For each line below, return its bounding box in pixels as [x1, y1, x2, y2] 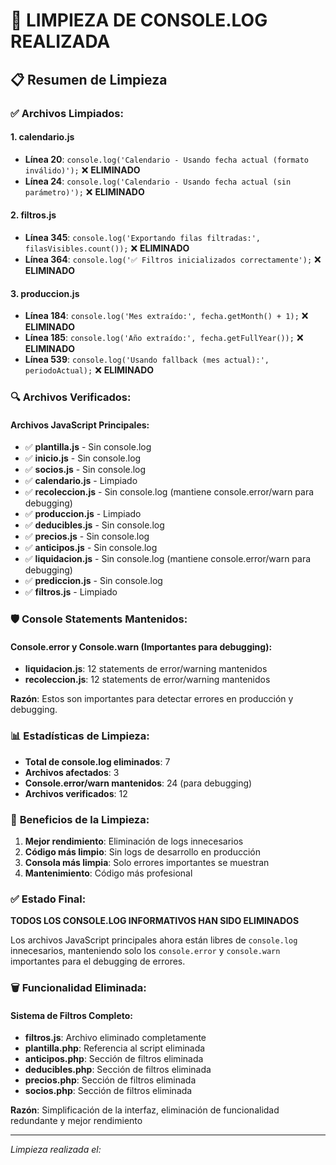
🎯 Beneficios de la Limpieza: [10, 812, 150, 826]
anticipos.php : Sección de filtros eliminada [24, 1053, 204, 1065]
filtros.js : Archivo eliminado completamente [24, 1032, 207, 1044]
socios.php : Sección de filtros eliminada [24, 1085, 193, 1097]
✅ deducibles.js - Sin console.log [24, 519, 165, 531]
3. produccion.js [10, 287, 80, 299]
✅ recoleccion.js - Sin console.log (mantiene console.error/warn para [24, 486, 315, 498]
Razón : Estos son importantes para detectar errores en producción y [10, 693, 294, 705]
